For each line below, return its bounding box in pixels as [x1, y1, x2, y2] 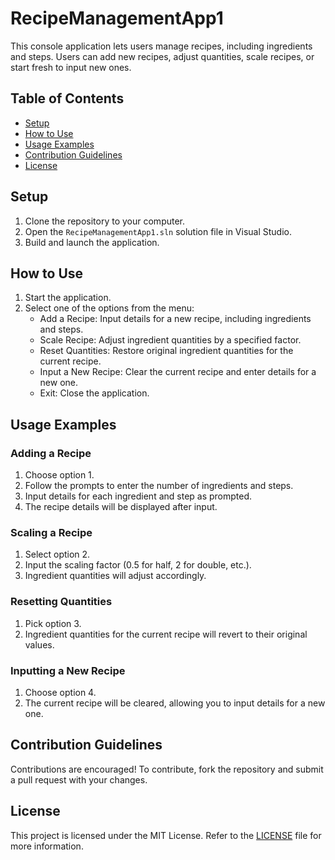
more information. [10, 840, 84, 852]
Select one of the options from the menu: [24, 302, 195, 314]
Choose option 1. [24, 469, 95, 481]
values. [24, 638, 55, 651]
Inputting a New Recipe [10, 663, 126, 677]
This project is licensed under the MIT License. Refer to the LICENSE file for [10, 829, 322, 841]
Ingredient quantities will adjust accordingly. [24, 570, 207, 582]
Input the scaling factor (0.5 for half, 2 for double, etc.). [24, 559, 252, 571]
